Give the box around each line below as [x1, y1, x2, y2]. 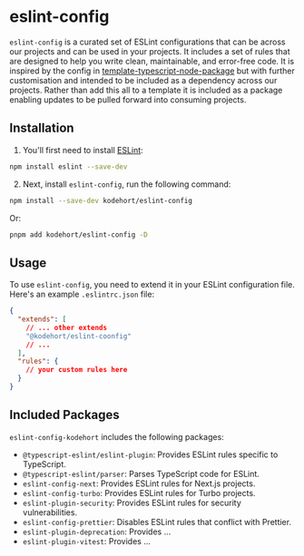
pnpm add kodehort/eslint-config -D [9, 229, 148, 239]
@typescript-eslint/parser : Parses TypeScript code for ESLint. [22, 468, 260, 479]
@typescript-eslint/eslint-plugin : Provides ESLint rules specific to [22, 449, 279, 460]
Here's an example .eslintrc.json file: [9, 288, 155, 300]
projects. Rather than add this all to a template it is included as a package [9, 84, 283, 95]
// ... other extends [25, 323, 107, 332]
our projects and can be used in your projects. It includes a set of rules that [9, 45, 290, 56]
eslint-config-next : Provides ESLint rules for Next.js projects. [22, 478, 256, 489]
